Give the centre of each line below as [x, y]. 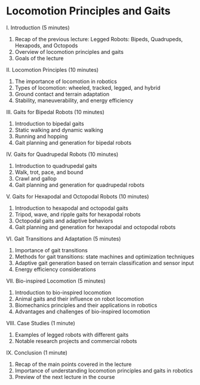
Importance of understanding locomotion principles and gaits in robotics [104, 370]
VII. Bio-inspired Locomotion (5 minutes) [56, 281]
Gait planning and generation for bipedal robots [73, 142]
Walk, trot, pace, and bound [49, 172]
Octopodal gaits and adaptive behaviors [64, 221]
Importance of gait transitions [51, 250]
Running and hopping [41, 136]
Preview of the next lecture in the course [65, 377]
